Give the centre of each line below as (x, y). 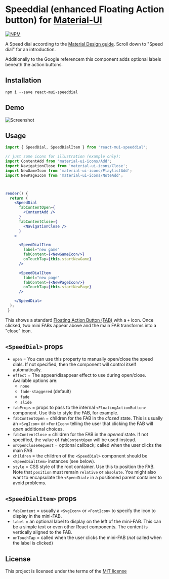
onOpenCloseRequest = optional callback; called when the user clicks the (87, 445)
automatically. (27, 370)
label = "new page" (41, 278)
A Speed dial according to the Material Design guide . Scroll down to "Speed (84, 44)
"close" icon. (18, 331)
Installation (23, 80)
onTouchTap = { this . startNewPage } (58, 287)
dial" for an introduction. (31, 49)
